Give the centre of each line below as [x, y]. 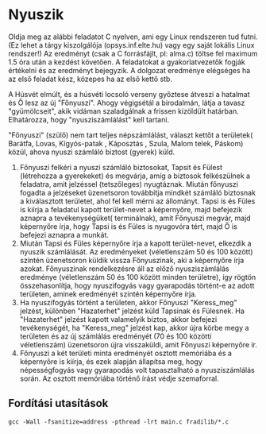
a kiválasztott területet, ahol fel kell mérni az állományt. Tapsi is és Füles [137, 201]
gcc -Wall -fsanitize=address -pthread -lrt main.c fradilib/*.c [118, 422]
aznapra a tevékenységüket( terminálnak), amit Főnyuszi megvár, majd [135, 218]
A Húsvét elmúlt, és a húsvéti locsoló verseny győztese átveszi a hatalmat [129, 94]
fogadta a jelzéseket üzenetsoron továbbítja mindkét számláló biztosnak [138, 192]
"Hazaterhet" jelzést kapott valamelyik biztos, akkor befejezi [118, 319]
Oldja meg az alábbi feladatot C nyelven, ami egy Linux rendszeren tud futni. [133, 37]
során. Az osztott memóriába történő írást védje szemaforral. [120, 378]
